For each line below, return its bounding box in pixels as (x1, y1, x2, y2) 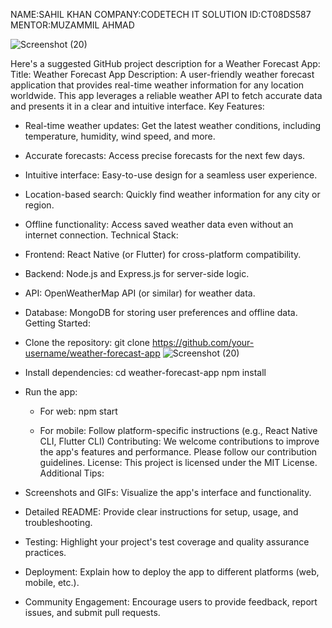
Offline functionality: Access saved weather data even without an (24, 219, 294, 230)
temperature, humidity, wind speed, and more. (24, 130, 216, 142)
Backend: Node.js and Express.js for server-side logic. (24, 268, 250, 279)
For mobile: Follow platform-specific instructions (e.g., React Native (39, 425, 318, 436)
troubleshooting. (24, 517, 93, 528)
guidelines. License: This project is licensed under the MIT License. (39, 457, 318, 468)
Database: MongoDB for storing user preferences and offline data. (24, 307, 298, 318)
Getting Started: (24, 317, 91, 329)
